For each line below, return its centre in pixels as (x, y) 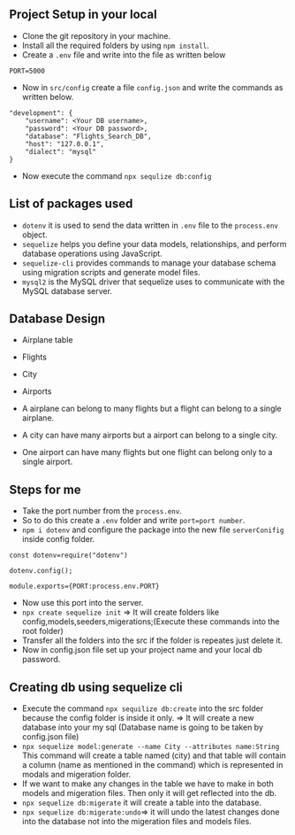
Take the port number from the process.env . (102, 511)
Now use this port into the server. (83, 603)
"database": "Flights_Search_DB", (88, 136)
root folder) (42, 631)
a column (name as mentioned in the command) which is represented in (152, 765)
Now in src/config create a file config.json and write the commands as (152, 87)
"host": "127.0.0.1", (64, 144)
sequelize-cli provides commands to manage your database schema (149, 263)
